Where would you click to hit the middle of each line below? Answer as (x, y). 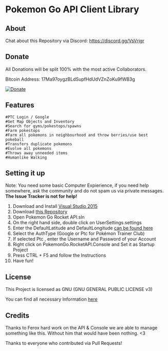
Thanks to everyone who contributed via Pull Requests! (64, 343)
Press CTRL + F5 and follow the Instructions (59, 256)
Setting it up (25, 173)
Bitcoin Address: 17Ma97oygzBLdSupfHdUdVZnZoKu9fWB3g (70, 79)
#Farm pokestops (23, 130)
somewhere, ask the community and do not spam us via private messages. (85, 191)
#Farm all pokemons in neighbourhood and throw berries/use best (77, 135)
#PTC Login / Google (27, 117)
